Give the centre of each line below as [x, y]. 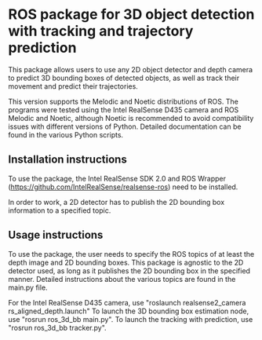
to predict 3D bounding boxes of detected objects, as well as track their [124, 78]
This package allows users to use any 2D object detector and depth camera [131, 69]
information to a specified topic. [60, 210]
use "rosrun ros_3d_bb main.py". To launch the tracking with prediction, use [131, 319]
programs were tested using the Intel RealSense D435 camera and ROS [124, 110]
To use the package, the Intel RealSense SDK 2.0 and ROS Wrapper [117, 178]
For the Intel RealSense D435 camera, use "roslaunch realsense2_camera [127, 302]
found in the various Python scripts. [66, 134]
